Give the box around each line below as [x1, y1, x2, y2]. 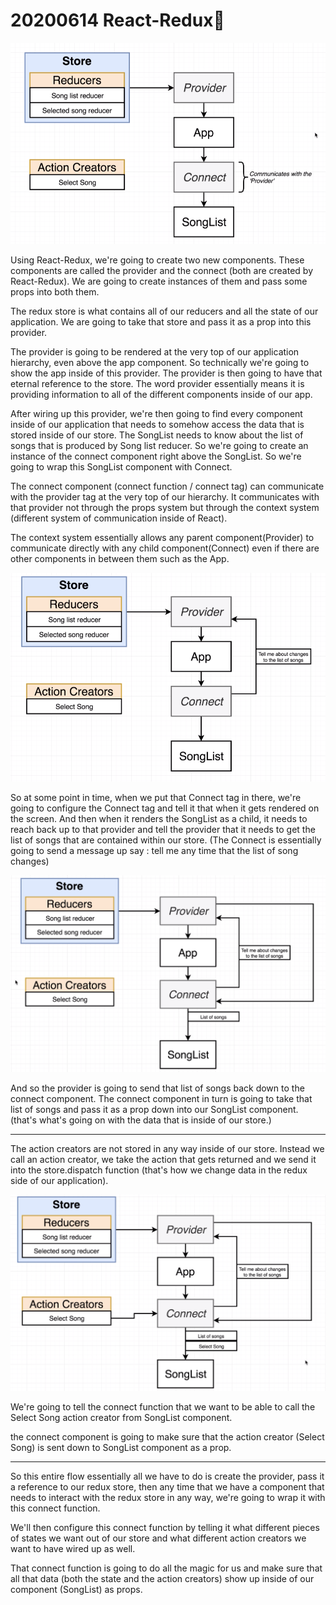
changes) [10, 855, 50, 867]
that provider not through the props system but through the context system [10, 501, 320, 513]
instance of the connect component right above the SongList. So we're [10, 450, 302, 462]
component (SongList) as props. [10, 1583, 143, 1595]
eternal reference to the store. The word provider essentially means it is [10, 377, 305, 389]
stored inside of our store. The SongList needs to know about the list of [10, 429, 304, 441]
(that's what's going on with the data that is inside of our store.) [10, 1114, 272, 1126]
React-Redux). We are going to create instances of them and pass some [10, 275, 308, 287]
